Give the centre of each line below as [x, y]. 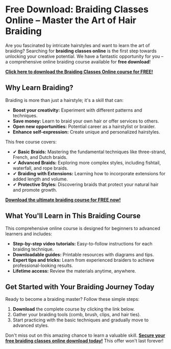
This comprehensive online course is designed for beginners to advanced [83, 228]
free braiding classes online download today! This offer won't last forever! [84, 341]
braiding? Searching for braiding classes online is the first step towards [81, 51]
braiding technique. [33, 249]
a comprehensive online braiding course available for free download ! [78, 61]
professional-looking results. [43, 265]
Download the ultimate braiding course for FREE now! [63, 200]
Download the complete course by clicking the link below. [74, 309]
